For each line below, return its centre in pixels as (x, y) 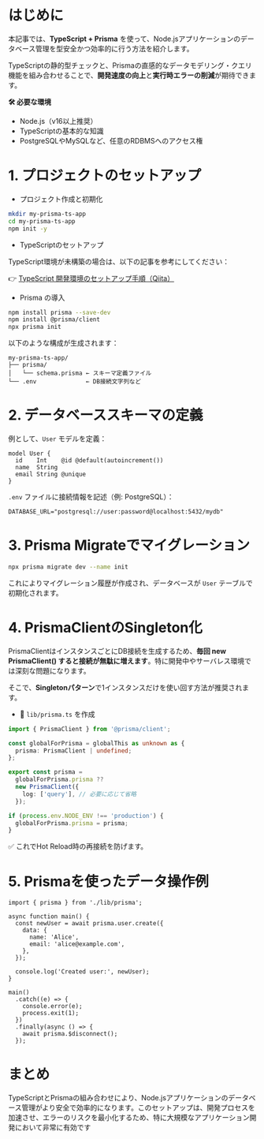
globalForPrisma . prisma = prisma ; (72, 823)
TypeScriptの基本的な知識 (61, 131)
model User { (30, 454)
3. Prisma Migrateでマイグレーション (129, 545)
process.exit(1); (51, 1014)
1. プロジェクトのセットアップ (105, 176)
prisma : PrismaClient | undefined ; (74, 751)
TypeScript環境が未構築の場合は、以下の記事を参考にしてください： (119, 261)
